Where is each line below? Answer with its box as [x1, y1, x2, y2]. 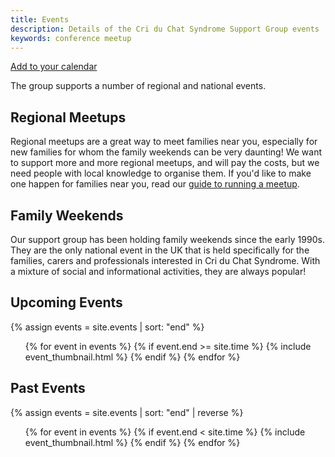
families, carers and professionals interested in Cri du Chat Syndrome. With [10, 255, 321, 266]
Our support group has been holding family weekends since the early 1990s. [10, 234, 325, 245]
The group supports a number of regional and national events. [10, 80, 267, 92]
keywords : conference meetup [10, 33, 132, 43]
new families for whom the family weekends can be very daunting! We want [10, 146, 323, 158]
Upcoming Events [10, 294, 123, 311]
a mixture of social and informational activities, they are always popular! [10, 266, 307, 277]
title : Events [10, 14, 70, 25]
